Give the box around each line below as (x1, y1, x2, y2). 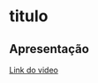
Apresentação (9, 41, 90, 57)
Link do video (9, 64, 59, 75)
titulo (9, 6, 49, 26)
